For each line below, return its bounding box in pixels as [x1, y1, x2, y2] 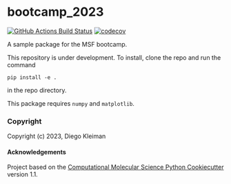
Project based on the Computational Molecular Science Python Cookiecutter [7, 163, 224, 172]
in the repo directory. [7, 86, 67, 94]
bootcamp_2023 [7, 4, 104, 20]
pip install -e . [7, 73, 57, 81]
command [7, 60, 36, 69]
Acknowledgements [7, 148, 67, 156]
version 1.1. [7, 170, 38, 179]
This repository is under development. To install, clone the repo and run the [7, 53, 221, 62]
